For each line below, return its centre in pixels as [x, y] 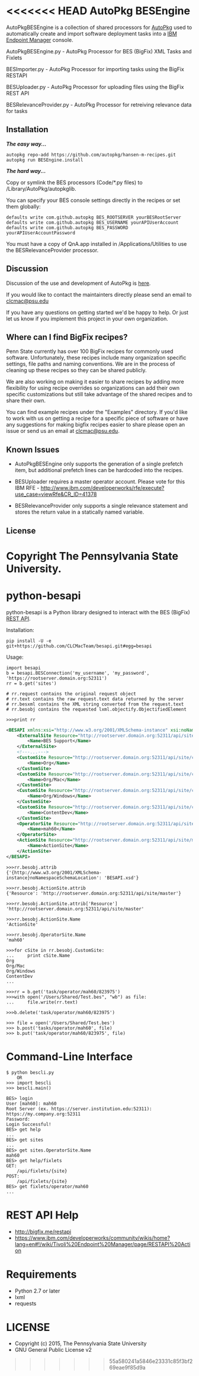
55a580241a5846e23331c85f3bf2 [151, 1361]
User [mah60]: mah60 [32, 1104]
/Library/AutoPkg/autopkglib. [41, 188]
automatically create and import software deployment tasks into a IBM [92, 33]
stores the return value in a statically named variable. [79, 512]
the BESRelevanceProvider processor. [52, 250]
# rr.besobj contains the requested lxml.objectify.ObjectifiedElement [96, 709]
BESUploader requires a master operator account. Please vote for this [100, 482]
